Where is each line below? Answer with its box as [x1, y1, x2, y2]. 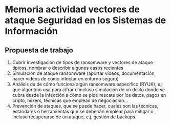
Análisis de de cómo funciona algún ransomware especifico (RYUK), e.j [12, 81, 163, 87]
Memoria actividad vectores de [5, 4, 140, 15]
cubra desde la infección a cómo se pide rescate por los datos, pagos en [12, 92, 166, 98]
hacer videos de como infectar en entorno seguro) [12, 76, 119, 81]
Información [5, 26, 58, 37]
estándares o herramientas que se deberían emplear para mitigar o [12, 109, 154, 114]
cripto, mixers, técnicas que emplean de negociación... [12, 97, 129, 103]
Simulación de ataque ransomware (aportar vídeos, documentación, [12, 70, 156, 76]
